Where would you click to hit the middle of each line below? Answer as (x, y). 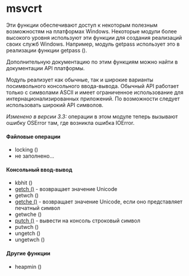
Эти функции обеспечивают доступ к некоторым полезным (82, 25)
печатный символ (37, 208)
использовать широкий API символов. (55, 105)
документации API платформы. (45, 68)
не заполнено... (34, 156)
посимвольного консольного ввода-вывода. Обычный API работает (93, 86)
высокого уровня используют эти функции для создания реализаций (94, 37)
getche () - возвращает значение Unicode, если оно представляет (99, 202)
